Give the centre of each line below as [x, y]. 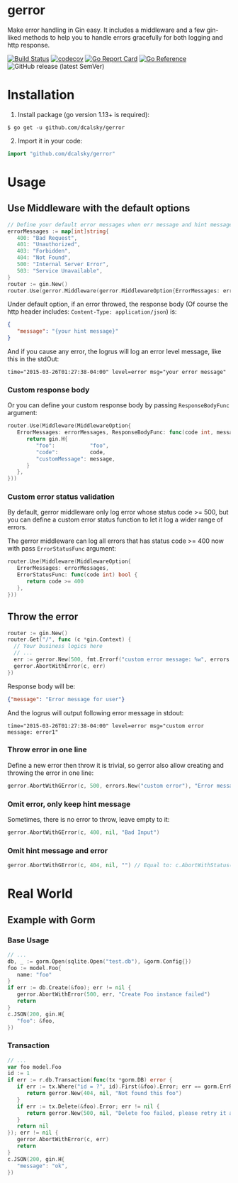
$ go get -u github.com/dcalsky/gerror [66, 127]
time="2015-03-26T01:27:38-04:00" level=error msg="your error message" [117, 372]
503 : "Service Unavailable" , [59, 271]
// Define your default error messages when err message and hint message [120, 225]
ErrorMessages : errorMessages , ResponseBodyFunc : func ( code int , [115, 433]
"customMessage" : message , [75, 459]
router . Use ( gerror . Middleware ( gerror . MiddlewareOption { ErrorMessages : [114, 291]
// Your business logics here [58, 646]
